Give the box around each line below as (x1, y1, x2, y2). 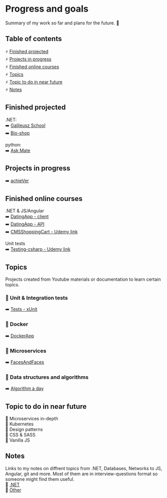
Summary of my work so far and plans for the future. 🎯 (5, 20, 119, 26)
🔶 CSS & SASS (5, 432, 36, 438)
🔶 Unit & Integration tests (5, 294, 68, 301)
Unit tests (5, 241, 25, 247)
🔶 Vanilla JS (5, 437, 30, 443)
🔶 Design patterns (5, 426, 43, 432)
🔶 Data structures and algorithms (5, 374, 89, 381)
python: (5, 142, 21, 148)
